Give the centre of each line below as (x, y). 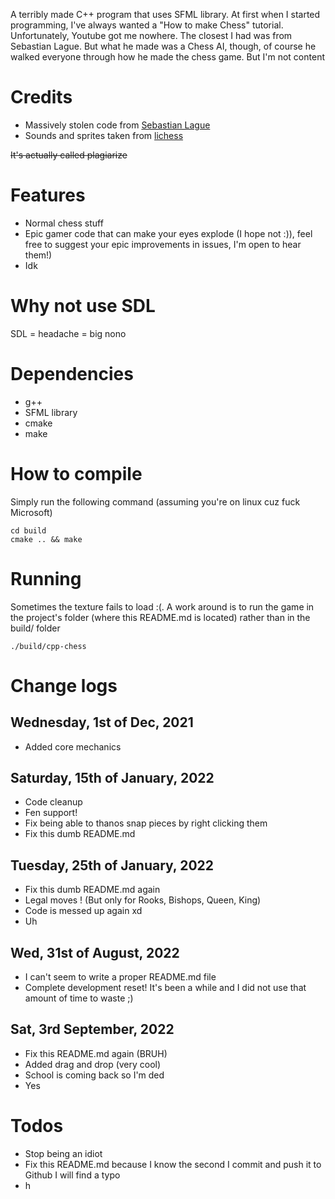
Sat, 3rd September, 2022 (92, 1029)
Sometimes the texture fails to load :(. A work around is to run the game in (162, 606)
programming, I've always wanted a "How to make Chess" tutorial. (147, 25)
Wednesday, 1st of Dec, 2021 (102, 722)
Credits (41, 97)
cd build (28, 530)
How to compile (76, 473)
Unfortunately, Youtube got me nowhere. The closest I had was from (151, 35)
